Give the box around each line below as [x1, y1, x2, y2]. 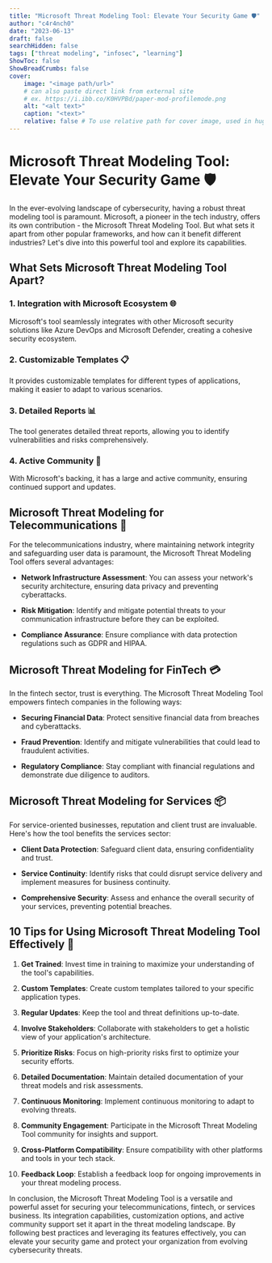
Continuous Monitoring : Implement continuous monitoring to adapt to [20, 1096, 255, 1106]
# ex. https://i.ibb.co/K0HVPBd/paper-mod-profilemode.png [23, 95, 227, 103]
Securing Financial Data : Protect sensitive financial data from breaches [20, 713, 260, 723]
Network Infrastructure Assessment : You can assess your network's [20, 572, 253, 583]
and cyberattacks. [20, 721, 82, 731]
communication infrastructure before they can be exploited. [20, 614, 220, 624]
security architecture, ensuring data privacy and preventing [20, 581, 219, 591]
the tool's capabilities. [20, 967, 94, 977]
